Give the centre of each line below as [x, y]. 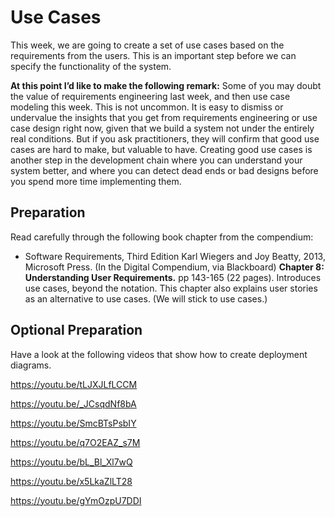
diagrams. [31, 365]
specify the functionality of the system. [91, 66]
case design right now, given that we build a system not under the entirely [162, 128]
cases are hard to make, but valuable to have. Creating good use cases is [161, 149]
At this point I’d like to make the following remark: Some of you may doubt [166, 85]
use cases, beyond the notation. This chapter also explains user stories [171, 288]
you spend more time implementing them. [96, 181]
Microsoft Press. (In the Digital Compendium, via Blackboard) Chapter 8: [174, 267]
